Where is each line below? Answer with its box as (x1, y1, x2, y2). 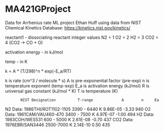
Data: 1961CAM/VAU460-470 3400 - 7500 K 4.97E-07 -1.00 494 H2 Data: (5, 111, 155, 117)
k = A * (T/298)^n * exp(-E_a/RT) (5, 68, 72, 74)
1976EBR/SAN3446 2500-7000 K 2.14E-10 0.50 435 (5, 122, 110, 128)
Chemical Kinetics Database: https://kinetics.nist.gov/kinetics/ (5, 25, 131, 30)
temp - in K (5, 58, 28, 64)
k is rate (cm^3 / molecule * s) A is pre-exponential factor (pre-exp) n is (5, 78, 150, 83)
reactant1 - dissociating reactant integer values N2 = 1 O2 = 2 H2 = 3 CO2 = (5, 34, 159, 40)
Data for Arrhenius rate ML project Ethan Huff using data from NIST (5, 20, 141, 26)
